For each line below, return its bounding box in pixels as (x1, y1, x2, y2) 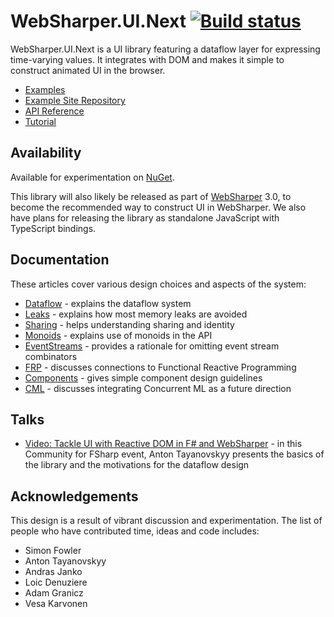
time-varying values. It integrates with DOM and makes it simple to (10, 53, 285, 65)
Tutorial (24, 115, 57, 127)
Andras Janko (24, 566, 83, 578)
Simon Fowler (24, 545, 82, 557)
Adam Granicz (24, 587, 84, 599)
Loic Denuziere (24, 576, 88, 589)
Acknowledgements (10, 488, 139, 505)
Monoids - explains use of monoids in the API (24, 329, 213, 341)
